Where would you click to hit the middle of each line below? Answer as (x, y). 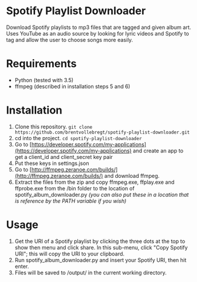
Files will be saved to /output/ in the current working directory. (91, 273)
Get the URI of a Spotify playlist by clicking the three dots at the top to (100, 241)
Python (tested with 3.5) (44, 80)
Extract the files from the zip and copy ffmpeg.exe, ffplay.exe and (94, 182)
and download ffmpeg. (132, 176)
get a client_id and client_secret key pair (64, 157)
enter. (22, 266)
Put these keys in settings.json (52, 163)
